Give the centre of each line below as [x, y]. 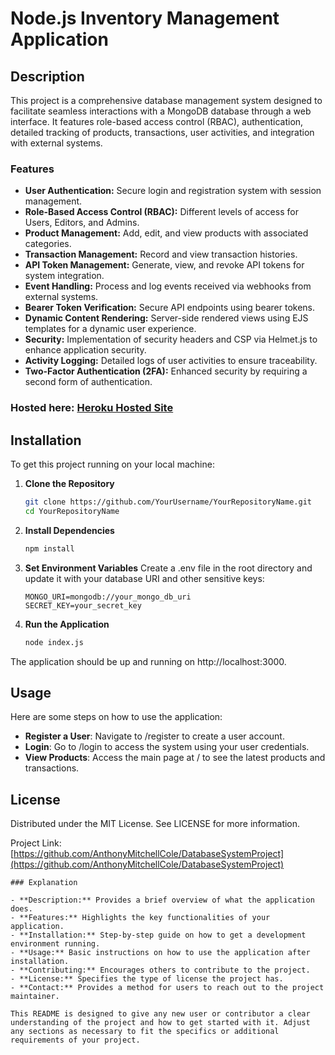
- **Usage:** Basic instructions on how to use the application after [160, 953]
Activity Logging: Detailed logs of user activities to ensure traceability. [171, 361]
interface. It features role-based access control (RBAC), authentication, [157, 121]
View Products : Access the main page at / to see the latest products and [175, 758]
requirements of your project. [75, 1040]
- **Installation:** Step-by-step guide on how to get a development [158, 935]
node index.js [54, 642]
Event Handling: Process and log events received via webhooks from [168, 286]
